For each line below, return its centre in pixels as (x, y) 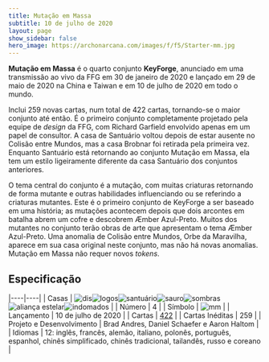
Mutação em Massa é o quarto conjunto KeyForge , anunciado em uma (126, 68)
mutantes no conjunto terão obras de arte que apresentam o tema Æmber (130, 228)
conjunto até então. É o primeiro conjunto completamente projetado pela (128, 118)
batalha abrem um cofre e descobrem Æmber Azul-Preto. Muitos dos (123, 220)
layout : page (30, 31)
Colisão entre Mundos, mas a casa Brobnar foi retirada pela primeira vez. (129, 144)
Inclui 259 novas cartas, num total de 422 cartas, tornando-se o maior (124, 110)
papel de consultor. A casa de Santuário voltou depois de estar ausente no (132, 136)
